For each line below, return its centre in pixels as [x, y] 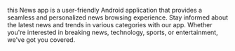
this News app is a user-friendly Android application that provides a [105, 10]
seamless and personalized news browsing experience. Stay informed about [117, 17]
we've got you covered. [41, 40]
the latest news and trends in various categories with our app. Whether [110, 25]
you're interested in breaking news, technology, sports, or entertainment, [113, 32]
